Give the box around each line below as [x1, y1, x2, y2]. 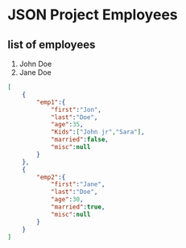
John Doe [19, 59, 52, 68]
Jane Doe [19, 68, 52, 77]
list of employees [7, 38, 96, 52]
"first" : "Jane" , [50, 180, 105, 188]
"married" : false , [50, 135, 110, 144]
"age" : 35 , [50, 121, 84, 129]
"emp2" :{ [36, 173, 66, 181]
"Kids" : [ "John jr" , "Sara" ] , [50, 128, 146, 136]
